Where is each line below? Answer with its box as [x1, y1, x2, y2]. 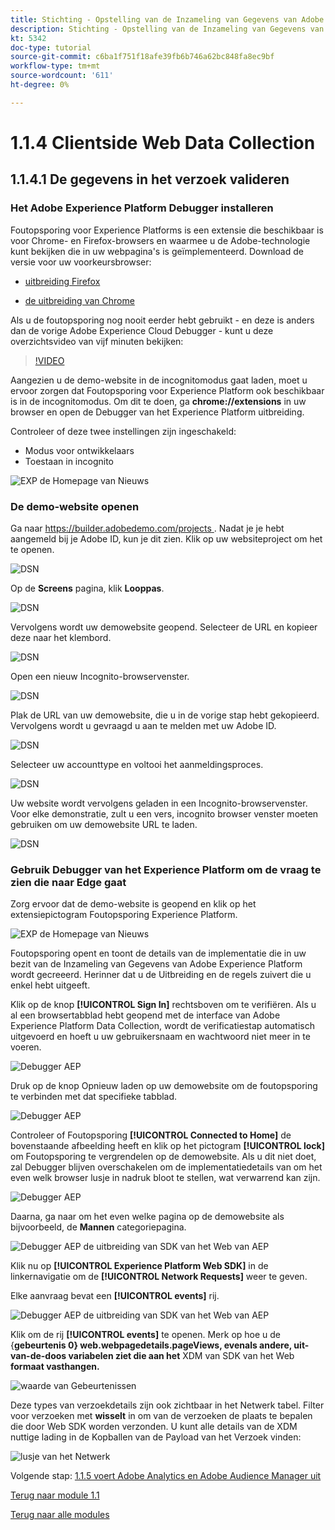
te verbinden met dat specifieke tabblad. [10, 1091, 178, 1103]
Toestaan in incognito [24, 455, 115, 467]
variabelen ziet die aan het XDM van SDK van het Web [68, 1350, 295, 1362]
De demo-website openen [10, 499, 140, 513]
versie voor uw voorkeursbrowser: [10, 256, 152, 268]
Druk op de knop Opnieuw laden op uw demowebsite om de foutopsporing [10, 1080, 318, 1092]
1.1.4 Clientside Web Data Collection [10, 131, 316, 154]
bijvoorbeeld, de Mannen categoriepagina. [10, 1221, 187, 1233]
